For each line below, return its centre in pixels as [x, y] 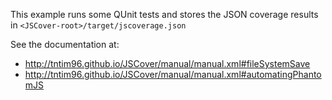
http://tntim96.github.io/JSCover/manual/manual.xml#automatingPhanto [173, 74]
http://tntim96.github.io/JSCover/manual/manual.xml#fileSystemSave [167, 63]
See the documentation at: [65, 44]
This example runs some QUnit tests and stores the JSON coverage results [164, 14]
